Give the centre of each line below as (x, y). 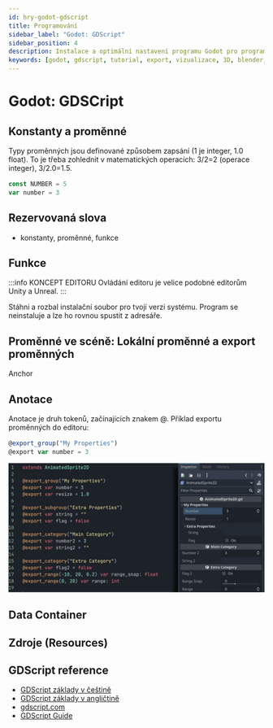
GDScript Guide (46, 716)
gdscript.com (42, 707)
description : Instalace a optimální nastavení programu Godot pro (123, 52)
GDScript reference (58, 670)
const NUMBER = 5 (38, 184)
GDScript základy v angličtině (69, 699)
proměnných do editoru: (49, 427)
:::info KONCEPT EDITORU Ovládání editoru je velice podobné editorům (128, 283)
